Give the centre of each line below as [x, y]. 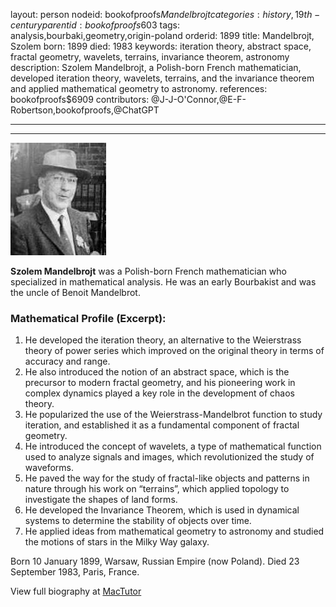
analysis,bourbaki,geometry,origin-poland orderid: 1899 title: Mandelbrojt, [162, 35]
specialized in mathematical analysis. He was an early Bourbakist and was [163, 282]
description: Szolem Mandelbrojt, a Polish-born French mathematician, [156, 67]
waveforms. [49, 468]
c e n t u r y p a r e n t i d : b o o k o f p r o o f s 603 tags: [95, 25]
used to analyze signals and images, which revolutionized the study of [169, 457]
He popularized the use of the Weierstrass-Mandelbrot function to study [173, 415]
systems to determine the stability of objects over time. [138, 521]
